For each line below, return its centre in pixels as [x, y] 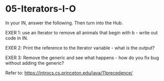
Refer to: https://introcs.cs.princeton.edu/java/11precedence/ [69, 73]
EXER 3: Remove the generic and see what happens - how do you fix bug [82, 57]
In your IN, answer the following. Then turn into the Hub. [64, 23]
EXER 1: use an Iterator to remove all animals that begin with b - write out [81, 32]
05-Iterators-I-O [41, 9]
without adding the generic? [35, 63]
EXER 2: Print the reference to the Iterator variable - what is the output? [80, 48]
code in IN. [17, 38]
